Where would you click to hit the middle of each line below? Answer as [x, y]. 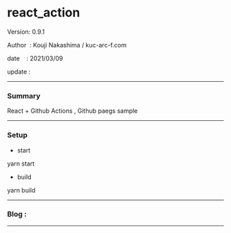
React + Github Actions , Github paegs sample [73, 111]
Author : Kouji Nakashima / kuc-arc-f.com [67, 45]
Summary [24, 96]
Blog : [17, 214]
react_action [44, 13]
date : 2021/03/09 [35, 58]
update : [19, 71]
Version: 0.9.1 [26, 32]
